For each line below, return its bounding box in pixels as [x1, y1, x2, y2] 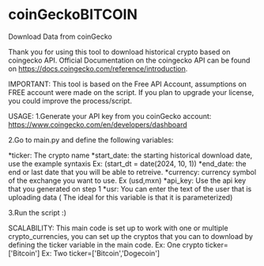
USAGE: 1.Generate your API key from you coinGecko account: [8, 111, 212, 120]
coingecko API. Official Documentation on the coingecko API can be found [8, 55, 251, 65]
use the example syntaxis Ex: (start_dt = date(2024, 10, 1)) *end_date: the [8, 158, 247, 168]
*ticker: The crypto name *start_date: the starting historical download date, [8, 150, 253, 160]
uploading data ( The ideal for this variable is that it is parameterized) [8, 192, 233, 202]
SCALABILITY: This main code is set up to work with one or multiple [8, 223, 228, 233]
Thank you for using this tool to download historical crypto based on [8, 47, 231, 56]
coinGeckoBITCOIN [8, 6, 138, 24]
